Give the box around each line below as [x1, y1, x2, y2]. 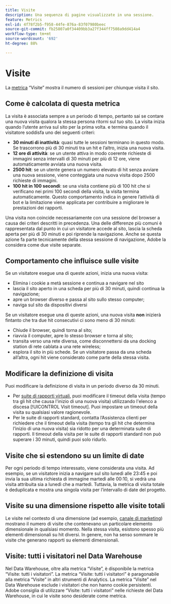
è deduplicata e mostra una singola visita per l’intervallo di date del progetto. [5, 487, 166, 493]
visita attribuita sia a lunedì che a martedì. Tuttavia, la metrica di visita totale [5, 481, 165, 487]
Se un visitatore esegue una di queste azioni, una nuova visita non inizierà [5, 312, 161, 318]
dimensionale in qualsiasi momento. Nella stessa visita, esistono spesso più [5, 526, 164, 532]
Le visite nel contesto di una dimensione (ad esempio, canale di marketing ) [5, 515, 163, 521]
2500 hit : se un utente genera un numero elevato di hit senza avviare [12, 166, 159, 172]
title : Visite [5, 7, 36, 13]
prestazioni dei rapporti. [12, 205, 63, 211]
